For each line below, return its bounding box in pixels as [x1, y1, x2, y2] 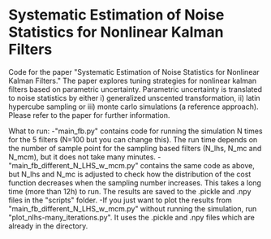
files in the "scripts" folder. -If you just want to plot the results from [8, 195, 233, 205]
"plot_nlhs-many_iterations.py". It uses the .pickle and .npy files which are [8, 212, 256, 222]
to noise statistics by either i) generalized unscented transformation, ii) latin [8, 93, 261, 102]
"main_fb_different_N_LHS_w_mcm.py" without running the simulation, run [8, 203, 257, 213]
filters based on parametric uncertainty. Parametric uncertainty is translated [8, 84, 262, 94]
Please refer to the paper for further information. [8, 110, 170, 119]
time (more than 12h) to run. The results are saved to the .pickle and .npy [8, 186, 252, 196]
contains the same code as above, [140, 160, 256, 170]
